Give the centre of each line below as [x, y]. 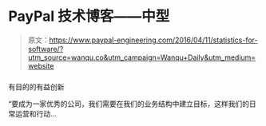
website [41, 65]
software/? [46, 49]
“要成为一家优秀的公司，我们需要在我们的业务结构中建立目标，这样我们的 [129, 104]
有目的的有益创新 [36, 87]
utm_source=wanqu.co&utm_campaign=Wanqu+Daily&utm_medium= [142, 57]
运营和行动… [36, 113]
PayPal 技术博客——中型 [89, 16]
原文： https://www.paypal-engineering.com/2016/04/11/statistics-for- [143, 40]
